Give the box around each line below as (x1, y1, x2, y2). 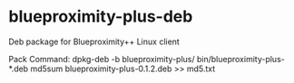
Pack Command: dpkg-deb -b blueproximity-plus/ (8, 53, 196, 64)
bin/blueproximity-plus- (196, 53, 285, 64)
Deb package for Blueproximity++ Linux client (8, 36, 181, 47)
